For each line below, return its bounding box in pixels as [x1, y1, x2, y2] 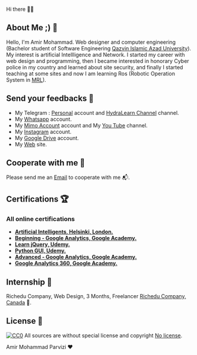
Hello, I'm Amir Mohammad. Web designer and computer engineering [6, 39, 176, 46]
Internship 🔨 [6, 277, 52, 287]
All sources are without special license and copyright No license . [24, 332, 183, 339]
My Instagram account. [14, 128, 72, 135]
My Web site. [14, 140, 47, 148]
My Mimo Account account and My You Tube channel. [14, 121, 148, 129]
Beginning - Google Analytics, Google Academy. [14, 235, 137, 242]
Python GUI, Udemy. [14, 247, 66, 254]
